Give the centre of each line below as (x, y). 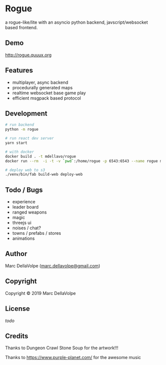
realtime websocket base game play (49, 93)
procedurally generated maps (42, 87)
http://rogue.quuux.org (28, 55)
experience (24, 202)
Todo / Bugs (24, 190)
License (18, 309)
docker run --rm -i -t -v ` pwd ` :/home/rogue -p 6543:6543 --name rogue (82, 161)
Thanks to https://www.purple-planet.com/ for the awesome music (73, 358)
